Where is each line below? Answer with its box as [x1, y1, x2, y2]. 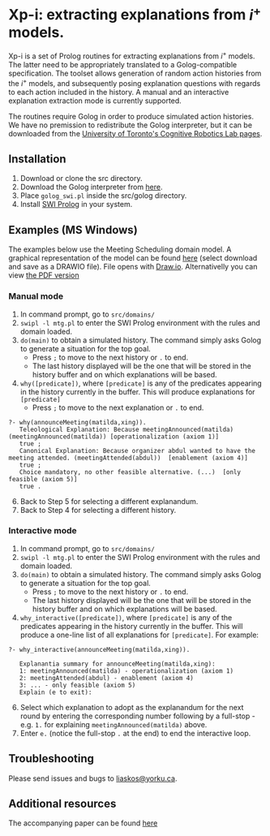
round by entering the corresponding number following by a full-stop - [19, 711, 255, 721]
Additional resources [8, 797, 117, 810]
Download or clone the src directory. [19, 174, 143, 183]
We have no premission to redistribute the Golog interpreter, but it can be [8, 120, 253, 130]
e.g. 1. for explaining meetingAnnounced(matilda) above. [19, 719, 208, 729]
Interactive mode [8, 525, 77, 537]
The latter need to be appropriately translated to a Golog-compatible [8, 59, 238, 69]
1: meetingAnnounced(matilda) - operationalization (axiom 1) [19, 666, 234, 675]
